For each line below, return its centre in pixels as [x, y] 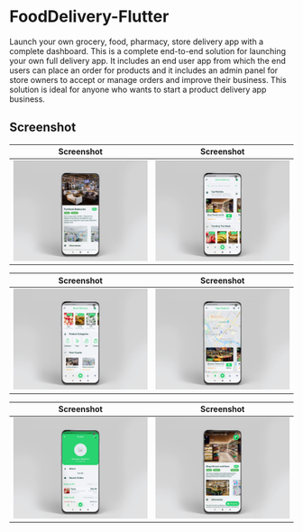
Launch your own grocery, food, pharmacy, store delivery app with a [137, 41]
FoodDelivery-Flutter [89, 17]
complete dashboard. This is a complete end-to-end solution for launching [148, 50]
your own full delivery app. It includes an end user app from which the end [147, 60]
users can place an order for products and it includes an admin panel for [144, 70]
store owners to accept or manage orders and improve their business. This [148, 79]
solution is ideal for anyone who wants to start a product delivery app [138, 89]
